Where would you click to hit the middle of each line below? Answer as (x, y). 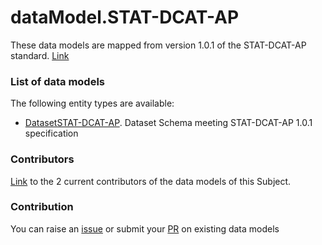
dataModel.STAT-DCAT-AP (125, 17)
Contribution (42, 207)
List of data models (57, 81)
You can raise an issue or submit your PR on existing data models (145, 228)
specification (51, 133)
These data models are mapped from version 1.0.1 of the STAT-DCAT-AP (158, 45)
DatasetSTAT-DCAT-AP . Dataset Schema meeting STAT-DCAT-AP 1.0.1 (168, 123)
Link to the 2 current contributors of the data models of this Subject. (151, 181)
